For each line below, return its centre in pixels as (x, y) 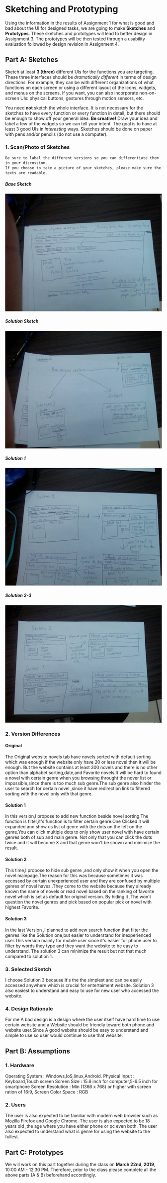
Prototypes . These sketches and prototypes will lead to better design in (79, 33)
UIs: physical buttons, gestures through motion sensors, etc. (82, 98)
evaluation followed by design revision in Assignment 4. (62, 44)
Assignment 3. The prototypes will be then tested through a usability (75, 39)
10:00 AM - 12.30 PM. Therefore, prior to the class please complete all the (81, 1170)
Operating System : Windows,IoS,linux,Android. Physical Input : (70, 1076)
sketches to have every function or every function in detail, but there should (83, 113)
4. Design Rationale (29, 1008)
